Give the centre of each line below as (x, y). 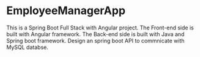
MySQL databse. (28, 47)
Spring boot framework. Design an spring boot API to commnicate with (95, 40)
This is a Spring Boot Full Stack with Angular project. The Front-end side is (100, 28)
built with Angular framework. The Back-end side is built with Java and (95, 34)
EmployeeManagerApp (66, 11)
